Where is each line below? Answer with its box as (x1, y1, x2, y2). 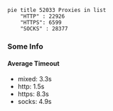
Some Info (7, 41, 44, 51)
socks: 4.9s (17, 98, 52, 106)
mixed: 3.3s (17, 75, 52, 83)
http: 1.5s (17, 82, 45, 91)
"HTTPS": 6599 (20, 19, 62, 26)
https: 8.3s (17, 90, 50, 98)
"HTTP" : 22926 (20, 13, 65, 20)
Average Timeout (7, 59, 60, 67)
